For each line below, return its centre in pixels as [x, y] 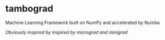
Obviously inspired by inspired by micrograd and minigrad [66, 32]
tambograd [29, 9]
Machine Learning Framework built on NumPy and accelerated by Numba [82, 22]
